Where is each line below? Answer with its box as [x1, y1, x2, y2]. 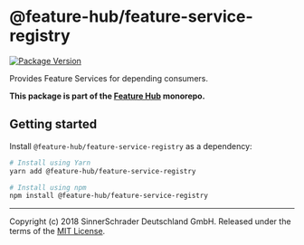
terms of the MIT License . [9, 226, 106, 237]
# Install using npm [9, 183, 88, 192]
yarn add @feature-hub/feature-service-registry [9, 166, 196, 175]
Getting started [9, 117, 98, 132]
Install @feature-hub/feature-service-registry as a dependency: [9, 140, 252, 151]
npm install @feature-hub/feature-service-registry [9, 192, 208, 201]
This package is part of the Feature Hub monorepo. [9, 90, 205, 101]
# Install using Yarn [9, 158, 91, 167]
